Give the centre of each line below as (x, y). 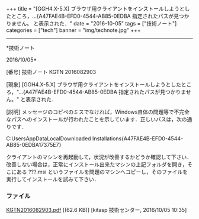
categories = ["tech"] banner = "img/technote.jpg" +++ (73, 30)
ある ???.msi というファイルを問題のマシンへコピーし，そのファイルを (102, 172)
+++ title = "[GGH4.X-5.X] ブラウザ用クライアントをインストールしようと (95, 9)
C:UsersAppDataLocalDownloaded (49, 139)
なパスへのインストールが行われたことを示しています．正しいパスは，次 (94, 119)
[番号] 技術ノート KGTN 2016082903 (51, 72)
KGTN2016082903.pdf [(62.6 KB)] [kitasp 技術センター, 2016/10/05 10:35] (97, 210)
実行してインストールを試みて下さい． (53, 179)
